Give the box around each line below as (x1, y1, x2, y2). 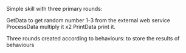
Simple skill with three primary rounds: (6, 5, 103, 12)
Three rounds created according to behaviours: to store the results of (6, 35, 180, 42)
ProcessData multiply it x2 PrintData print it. (6, 23, 115, 30)
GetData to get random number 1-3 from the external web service (6, 17, 170, 23)
